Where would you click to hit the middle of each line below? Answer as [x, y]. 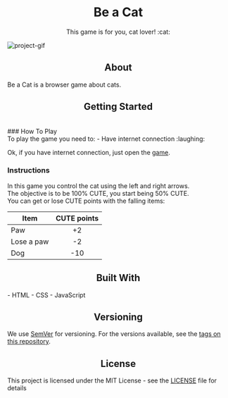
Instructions [29, 170]
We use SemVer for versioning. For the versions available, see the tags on [114, 334]
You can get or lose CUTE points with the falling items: [86, 201]
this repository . [29, 342]
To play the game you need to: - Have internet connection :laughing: [106, 139]
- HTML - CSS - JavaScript [46, 295]
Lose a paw [30, 242]
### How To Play [32, 131]
